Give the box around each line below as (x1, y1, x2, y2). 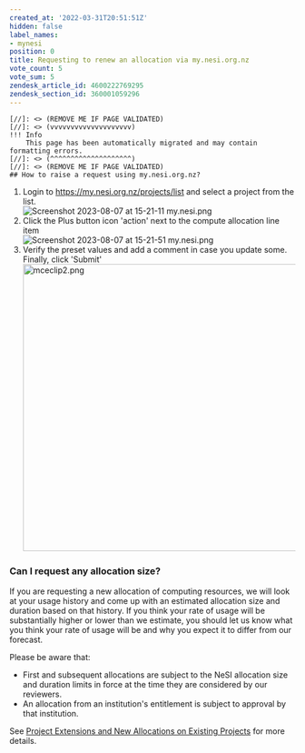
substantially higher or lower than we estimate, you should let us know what (9, 615, 293, 626)
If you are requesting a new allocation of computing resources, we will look (9, 586, 290, 597)
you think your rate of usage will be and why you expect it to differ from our (9, 624, 292, 635)
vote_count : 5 (9, 65, 64, 74)
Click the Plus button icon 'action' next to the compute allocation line (22, 215, 280, 226)
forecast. (9, 634, 44, 645)
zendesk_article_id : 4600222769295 (9, 81, 144, 90)
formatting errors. (9, 146, 84, 156)
